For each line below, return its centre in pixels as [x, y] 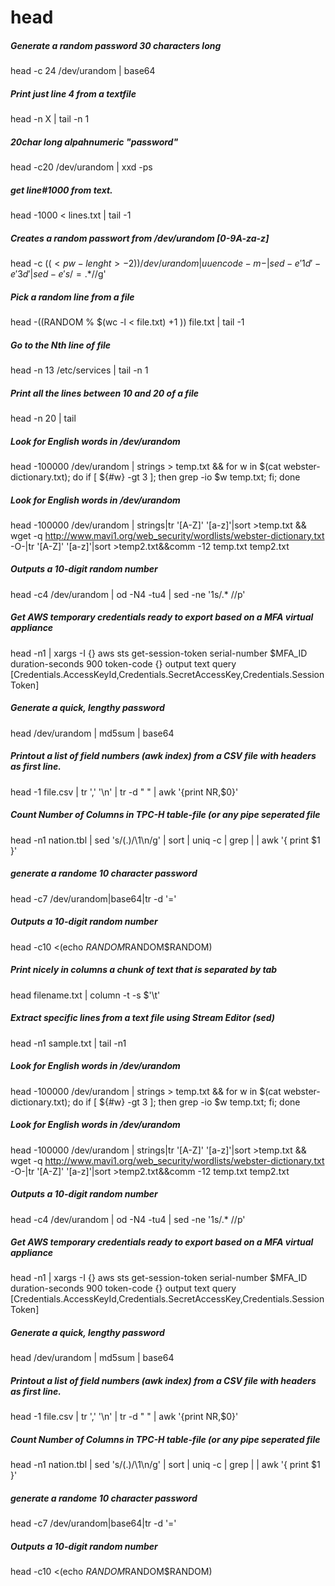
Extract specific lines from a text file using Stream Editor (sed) [143, 1018]
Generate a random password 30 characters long [116, 45]
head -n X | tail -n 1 [50, 119]
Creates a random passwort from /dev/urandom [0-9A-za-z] [140, 238]
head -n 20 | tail [43, 418]
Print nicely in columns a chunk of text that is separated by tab [144, 970]
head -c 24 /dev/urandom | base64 [83, 71]
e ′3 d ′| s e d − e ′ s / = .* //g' [58, 274]
